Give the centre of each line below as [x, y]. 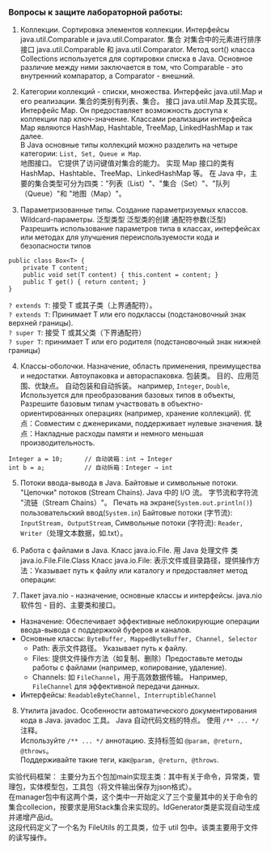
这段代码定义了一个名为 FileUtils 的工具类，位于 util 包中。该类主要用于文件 [133, 827]
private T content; [56, 268]
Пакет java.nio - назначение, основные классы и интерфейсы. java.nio [141, 596]
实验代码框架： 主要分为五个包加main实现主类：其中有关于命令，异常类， [131, 777]
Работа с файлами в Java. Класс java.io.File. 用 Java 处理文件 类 [129, 550]
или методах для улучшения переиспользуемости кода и [120, 237]
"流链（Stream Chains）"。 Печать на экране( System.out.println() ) [136, 503]
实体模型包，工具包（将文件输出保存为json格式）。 [113, 787]
